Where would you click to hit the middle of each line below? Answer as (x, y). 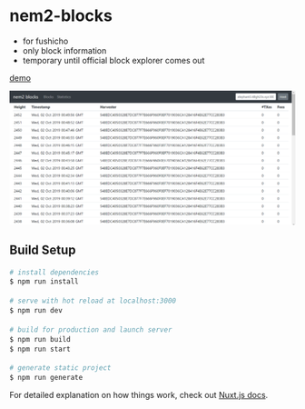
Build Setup (43, 250)
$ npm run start (40, 349)
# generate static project (60, 368)
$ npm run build (40, 339)
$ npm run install (44, 282)
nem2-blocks (61, 16)
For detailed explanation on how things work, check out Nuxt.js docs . (139, 395)
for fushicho (45, 41)
